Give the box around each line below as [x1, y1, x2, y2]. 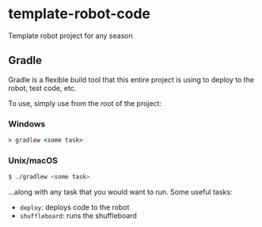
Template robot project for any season [8, 31, 133, 40]
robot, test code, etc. [8, 83, 77, 93]
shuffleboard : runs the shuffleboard [19, 211, 137, 221]
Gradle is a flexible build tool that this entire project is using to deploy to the [8, 74, 255, 84]
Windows [8, 118, 46, 129]
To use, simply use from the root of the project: [8, 98, 162, 108]
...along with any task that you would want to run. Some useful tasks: [8, 187, 233, 197]
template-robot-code [8, 5, 151, 23]
